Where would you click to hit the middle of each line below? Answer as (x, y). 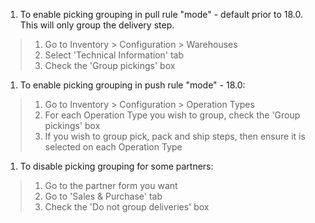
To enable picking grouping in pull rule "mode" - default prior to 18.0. (161, 14)
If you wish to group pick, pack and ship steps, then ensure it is (175, 136)
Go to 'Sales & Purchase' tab (103, 196)
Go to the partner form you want (111, 185)
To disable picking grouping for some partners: (116, 166)
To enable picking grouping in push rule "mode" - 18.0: (132, 85)
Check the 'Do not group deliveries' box (127, 207)
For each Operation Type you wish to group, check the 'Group (172, 115)
